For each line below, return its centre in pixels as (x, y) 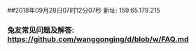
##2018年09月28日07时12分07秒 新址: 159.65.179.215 (84, 10)
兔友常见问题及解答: (41, 30)
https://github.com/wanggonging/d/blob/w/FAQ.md (98, 39)
